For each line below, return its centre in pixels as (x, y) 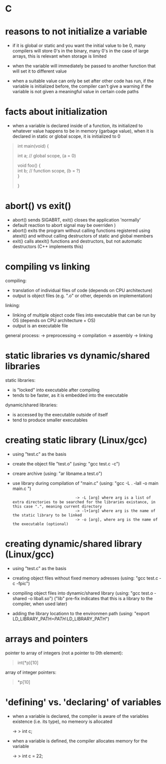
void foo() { (29, 165)
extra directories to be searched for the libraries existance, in (84, 502)
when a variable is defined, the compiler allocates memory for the (80, 741)
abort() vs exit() (38, 206)
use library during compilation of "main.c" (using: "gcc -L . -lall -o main (85, 483)
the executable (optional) (40, 524)
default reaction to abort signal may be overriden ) (64, 225)
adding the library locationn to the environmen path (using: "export (81, 613)
